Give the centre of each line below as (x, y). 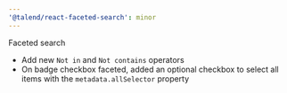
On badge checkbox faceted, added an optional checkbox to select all (150, 69)
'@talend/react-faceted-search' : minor (82, 17)
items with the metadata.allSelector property (105, 78)
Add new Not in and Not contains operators (102, 59)
